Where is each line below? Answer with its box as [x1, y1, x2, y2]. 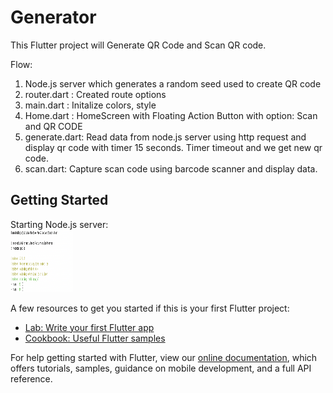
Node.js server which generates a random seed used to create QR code [24, 77, 322, 90]
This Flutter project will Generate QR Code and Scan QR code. [10, 39, 267, 51]
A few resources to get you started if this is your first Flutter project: [10, 302, 290, 314]
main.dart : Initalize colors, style [24, 99, 157, 111]
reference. [10, 372, 53, 385]
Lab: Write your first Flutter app [24, 321, 155, 333]
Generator [10, 6, 97, 29]
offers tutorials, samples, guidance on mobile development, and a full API [10, 362, 312, 374]
